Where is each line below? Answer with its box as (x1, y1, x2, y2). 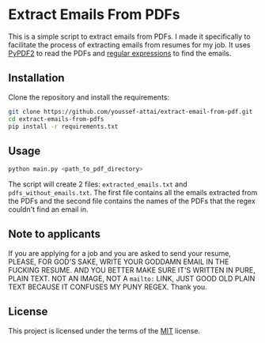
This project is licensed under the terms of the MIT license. (8, 326, 200, 335)
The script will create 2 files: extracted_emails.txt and (8, 179, 187, 189)
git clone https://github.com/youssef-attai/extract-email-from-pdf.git (8, 107, 253, 115)
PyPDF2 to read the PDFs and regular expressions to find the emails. (8, 48, 232, 58)
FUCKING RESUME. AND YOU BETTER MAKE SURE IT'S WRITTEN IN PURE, (8, 265, 256, 274)
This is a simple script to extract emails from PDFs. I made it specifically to (8, 32, 251, 41)
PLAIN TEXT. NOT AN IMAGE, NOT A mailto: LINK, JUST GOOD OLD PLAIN (8, 273, 256, 283)
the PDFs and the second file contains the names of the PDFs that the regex (8, 196, 256, 206)
